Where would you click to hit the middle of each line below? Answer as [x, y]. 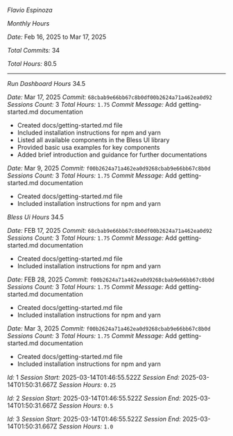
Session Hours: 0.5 [86, 406]
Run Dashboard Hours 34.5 [46, 84]
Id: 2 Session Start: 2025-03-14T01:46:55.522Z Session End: [94, 398]
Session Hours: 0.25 [87, 385]
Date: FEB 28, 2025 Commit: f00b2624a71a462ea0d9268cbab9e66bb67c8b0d [111, 279]
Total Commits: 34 [34, 50]
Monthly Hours [28, 23]
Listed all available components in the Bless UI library [93, 140]
